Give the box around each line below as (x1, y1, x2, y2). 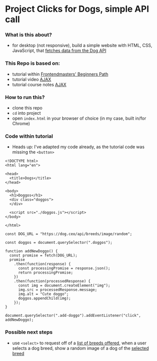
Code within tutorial (5, 133, 53, 139)
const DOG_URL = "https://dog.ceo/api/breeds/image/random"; (5, 232, 133, 236)
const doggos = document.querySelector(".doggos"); (5, 240, 112, 245)
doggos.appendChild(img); (18, 296, 71, 301)
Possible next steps (5, 329, 53, 335)
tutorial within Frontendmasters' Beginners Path (12, 71, 109, 77)
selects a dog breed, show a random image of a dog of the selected (12, 345, 149, 351)
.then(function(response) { (14, 261, 71, 267)
